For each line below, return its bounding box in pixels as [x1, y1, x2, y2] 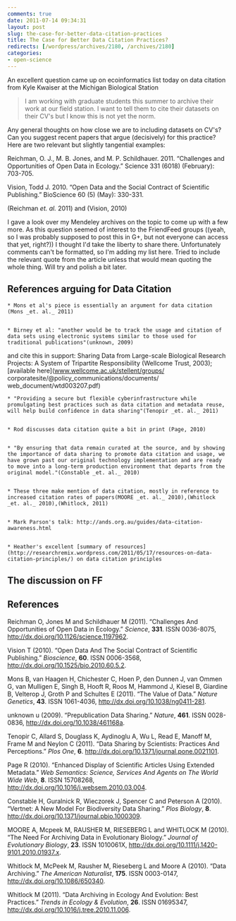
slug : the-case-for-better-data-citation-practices [7, 30, 162, 37]
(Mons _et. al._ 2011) [7, 308, 74, 315]
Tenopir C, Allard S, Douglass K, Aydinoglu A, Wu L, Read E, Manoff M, [7, 732, 212, 740]
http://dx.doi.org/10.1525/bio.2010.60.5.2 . [7, 661, 127, 669]
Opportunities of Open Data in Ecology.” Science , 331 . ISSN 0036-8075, [7, 625, 217, 633]
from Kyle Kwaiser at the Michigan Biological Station [7, 83, 159, 92]
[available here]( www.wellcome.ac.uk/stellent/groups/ [7, 366, 165, 375]
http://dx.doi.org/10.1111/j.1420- [128, 841, 218, 849]
